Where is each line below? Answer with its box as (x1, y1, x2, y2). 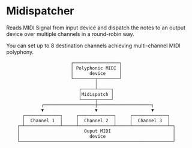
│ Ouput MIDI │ (17, 128, 176, 134)
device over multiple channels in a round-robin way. (6, 30, 135, 37)
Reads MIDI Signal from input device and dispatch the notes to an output (6, 24, 186, 31)
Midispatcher (6, 4, 74, 18)
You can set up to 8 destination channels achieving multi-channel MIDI (6, 42, 181, 49)
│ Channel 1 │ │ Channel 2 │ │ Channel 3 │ (22, 117, 170, 123)
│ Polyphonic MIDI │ (70, 65, 122, 71)
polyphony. (6, 48, 34, 55)
